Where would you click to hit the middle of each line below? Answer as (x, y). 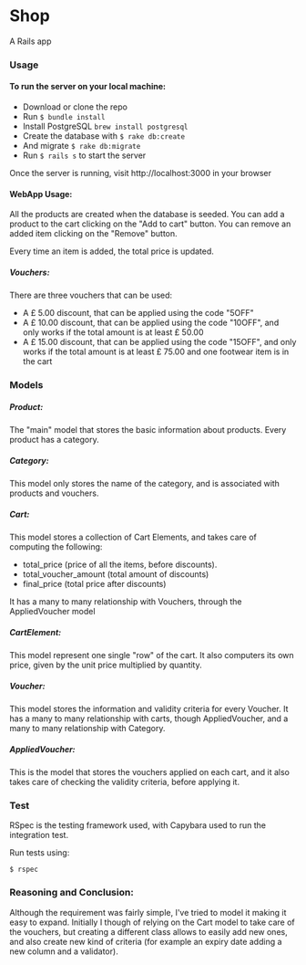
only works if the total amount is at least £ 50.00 (113, 332)
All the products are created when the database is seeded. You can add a (147, 215)
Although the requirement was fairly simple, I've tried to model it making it (148, 912)
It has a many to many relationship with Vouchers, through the (126, 602)
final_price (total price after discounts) (94, 584)
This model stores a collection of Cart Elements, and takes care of (133, 537)
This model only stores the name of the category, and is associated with (145, 484)
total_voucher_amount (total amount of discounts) (116, 574)
